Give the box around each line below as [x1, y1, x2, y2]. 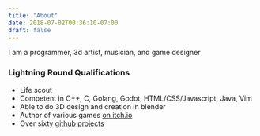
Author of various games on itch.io [19, 110, 133, 119]
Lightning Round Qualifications [8, 68, 130, 79]
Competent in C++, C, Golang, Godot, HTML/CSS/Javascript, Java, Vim [19, 94, 253, 103]
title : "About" [8, 11, 58, 20]
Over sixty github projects [19, 119, 104, 128]
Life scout [19, 85, 53, 94]
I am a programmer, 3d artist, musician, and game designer [8, 48, 201, 57]
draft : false [8, 26, 51, 34]
